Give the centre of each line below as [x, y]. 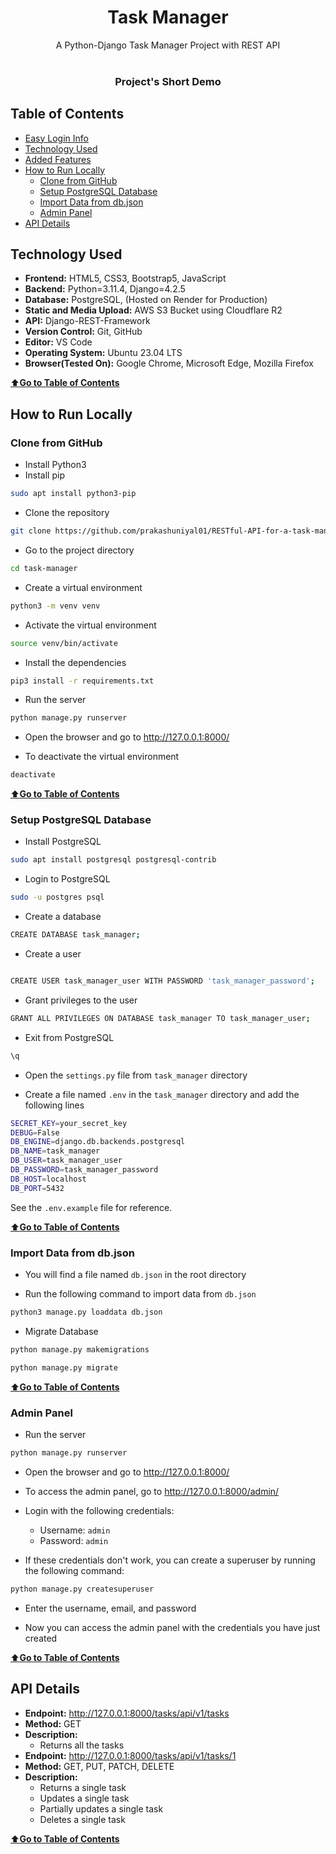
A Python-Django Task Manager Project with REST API [168, 45]
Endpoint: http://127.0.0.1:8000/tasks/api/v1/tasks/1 [130, 1755]
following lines [54, 1105]
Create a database [63, 917]
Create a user [53, 954]
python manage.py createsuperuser [82, 1589]
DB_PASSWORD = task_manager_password [84, 1170]
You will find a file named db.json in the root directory [135, 1275]
